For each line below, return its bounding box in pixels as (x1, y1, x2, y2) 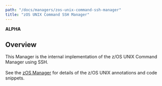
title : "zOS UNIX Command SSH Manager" (5, 12, 90, 17)
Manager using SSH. (5, 59, 48, 65)
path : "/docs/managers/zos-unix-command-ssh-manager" (5, 7, 122, 13)
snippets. (5, 75, 25, 81)
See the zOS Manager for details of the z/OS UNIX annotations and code (5, 70, 157, 76)
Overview (5, 40, 37, 49)
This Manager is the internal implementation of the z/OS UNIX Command (5, 54, 157, 60)
